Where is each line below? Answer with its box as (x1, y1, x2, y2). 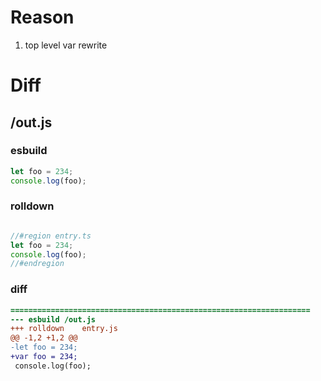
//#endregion (10, 259, 65, 269)
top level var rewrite (24, 39, 108, 51)
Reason (10, 6, 75, 29)
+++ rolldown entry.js (10, 324, 118, 334)
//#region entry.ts (10, 231, 92, 241)
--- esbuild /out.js (10, 314, 97, 325)
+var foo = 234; (10, 352, 78, 362)
